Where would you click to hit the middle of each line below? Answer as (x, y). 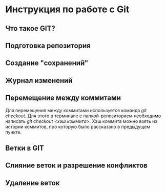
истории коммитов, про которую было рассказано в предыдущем (78, 126)
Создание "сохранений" (47, 63)
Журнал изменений (39, 80)
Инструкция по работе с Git (67, 9)
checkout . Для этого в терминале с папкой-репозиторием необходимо (83, 116)
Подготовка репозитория (48, 45)
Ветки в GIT (25, 148)
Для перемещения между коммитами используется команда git (76, 110)
